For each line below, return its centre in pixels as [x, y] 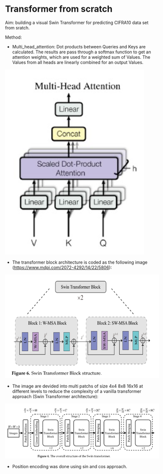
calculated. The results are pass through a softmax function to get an [81, 52]
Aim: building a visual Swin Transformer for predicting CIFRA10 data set [77, 23]
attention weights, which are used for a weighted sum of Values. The [81, 57]
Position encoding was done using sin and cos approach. [70, 466]
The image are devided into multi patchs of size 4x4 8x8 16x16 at [77, 386]
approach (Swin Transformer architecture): [55, 397]
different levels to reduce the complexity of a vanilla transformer [77, 391]
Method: [13, 37]
